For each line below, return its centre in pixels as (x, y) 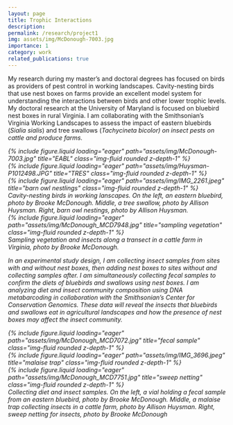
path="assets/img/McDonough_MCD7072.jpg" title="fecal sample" (104, 340)
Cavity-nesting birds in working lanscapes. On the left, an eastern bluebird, (116, 195)
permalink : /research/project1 (53, 33)
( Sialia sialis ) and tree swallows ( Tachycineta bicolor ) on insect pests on (111, 130)
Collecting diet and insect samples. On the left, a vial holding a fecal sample (117, 392)
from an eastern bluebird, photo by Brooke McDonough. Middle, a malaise (114, 399)
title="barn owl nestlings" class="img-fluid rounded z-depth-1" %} (103, 187)
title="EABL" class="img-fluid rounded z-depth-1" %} (114, 158)
